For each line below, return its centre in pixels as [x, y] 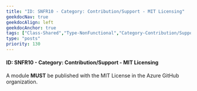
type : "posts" [23, 38]
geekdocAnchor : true [31, 28]
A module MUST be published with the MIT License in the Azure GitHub [93, 76]
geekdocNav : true [27, 17]
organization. [22, 82]
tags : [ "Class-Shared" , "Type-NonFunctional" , [62, 33]
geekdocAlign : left [30, 22]
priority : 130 [23, 44]
